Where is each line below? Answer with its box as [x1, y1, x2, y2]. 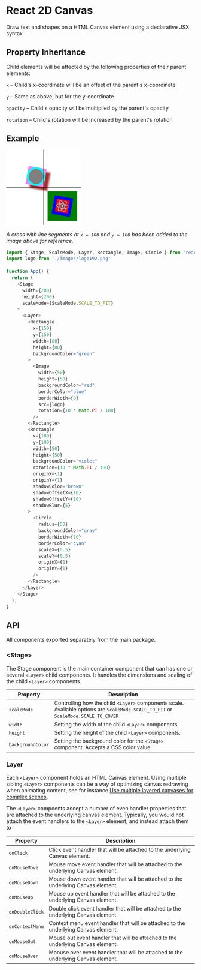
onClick [8, 850, 28, 857]
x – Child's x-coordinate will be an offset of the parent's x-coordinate [6, 81, 176, 88]
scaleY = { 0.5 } [38, 553, 71, 559]
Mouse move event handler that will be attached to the [48, 860, 182, 867]
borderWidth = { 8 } [38, 395, 79, 401]
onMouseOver [8, 953, 39, 959]
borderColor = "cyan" [38, 540, 87, 546]
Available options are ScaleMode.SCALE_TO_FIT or [54, 706, 172, 713]
